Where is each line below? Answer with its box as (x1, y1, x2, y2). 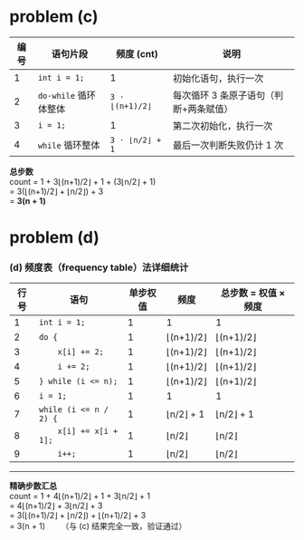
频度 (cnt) (116, 47, 158, 60)
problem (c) (9, 6, 99, 27)
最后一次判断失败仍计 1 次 (172, 139, 283, 151)
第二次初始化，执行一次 (172, 120, 273, 132)
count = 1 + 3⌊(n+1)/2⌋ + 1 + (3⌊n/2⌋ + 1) (9, 176, 157, 187)
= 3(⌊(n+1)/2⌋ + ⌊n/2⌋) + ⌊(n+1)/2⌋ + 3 (9, 510, 147, 521)
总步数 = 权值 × (220, 287, 286, 300)
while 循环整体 (37, 139, 100, 151)
